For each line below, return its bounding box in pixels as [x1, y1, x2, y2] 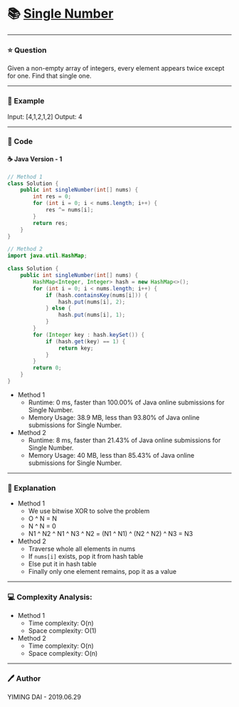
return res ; [33, 219, 69, 226]
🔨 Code [7, 137, 33, 147]
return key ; [58, 345, 94, 352]
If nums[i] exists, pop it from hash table [28, 552, 144, 561]
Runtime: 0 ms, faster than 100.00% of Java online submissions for [28, 398, 225, 407]
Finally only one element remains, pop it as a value [28, 567, 176, 576]
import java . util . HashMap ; [7, 252, 87, 260]
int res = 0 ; [33, 193, 72, 200]
